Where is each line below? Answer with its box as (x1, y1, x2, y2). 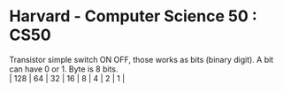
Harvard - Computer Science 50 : (9, 6, 258, 27)
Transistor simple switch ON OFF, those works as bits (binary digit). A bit (9, 54, 274, 65)
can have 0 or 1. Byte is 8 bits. (9, 64, 119, 74)
